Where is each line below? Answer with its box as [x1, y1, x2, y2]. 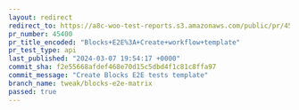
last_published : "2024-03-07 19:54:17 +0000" [8, 54, 180, 63]
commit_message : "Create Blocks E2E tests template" [8, 71, 209, 80]
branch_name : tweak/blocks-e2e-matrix [8, 79, 153, 88]
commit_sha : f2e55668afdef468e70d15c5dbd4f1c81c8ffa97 [8, 63, 217, 72]
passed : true [8, 87, 57, 96]
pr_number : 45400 [8, 29, 73, 38]
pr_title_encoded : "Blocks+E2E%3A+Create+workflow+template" [8, 37, 241, 47]
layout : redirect [8, 12, 73, 22]
